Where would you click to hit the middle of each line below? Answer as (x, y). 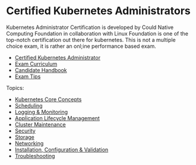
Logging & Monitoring (41, 112)
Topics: (15, 88)
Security (25, 131)
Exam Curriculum (36, 64)
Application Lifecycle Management (57, 118)
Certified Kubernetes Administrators (99, 11)
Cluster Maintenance (40, 124)
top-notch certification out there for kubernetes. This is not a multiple (91, 40)
